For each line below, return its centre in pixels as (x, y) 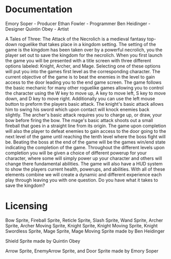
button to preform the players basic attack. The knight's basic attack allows (84, 104)
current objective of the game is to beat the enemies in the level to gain (80, 77)
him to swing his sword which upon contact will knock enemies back (77, 109)
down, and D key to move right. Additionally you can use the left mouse (80, 99)
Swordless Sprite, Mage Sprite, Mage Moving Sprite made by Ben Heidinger (85, 231)
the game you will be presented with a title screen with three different (78, 60)
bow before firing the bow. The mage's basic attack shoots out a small (79, 120)
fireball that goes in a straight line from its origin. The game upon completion (86, 126)
